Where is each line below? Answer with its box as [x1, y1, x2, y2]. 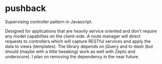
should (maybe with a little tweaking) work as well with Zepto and [5, 49, 135, 54]
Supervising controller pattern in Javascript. [5, 19, 93, 25]
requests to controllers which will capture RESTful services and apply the [5, 38, 151, 44]
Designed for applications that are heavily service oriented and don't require [5, 28, 157, 34]
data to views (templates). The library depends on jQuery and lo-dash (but [5, 43, 153, 49]
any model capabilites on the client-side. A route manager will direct [5, 33, 141, 39]
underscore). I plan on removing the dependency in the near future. [5, 53, 139, 59]
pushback [5, 3, 46, 14]
